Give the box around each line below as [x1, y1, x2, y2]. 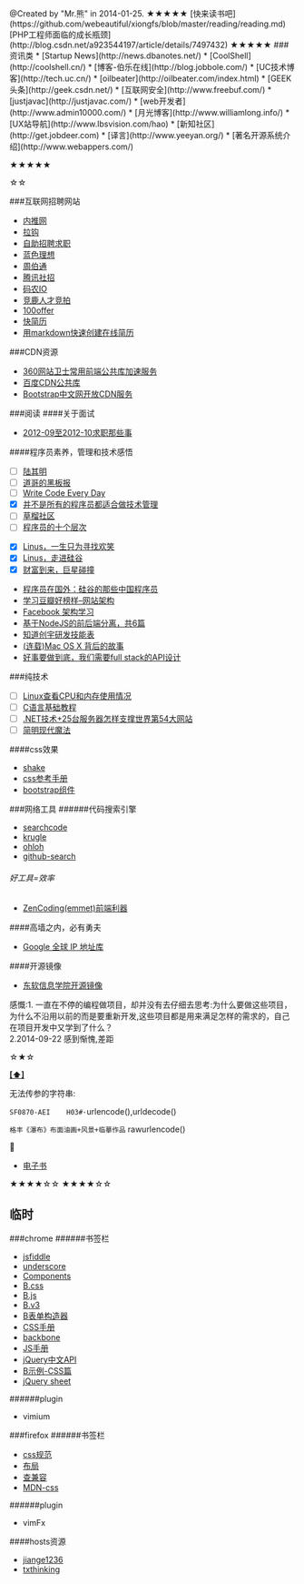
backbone [22, 1331, 61, 1343]
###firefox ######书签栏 [9, 1429, 105, 1440]
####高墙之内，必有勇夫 [9, 922, 102, 933]
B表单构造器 [22, 1310, 68, 1321]
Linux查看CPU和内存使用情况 [22, 690, 132, 701]
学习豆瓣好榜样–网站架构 [22, 594, 115, 606]
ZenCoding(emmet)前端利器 [22, 903, 128, 913]
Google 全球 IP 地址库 [22, 942, 104, 953]
